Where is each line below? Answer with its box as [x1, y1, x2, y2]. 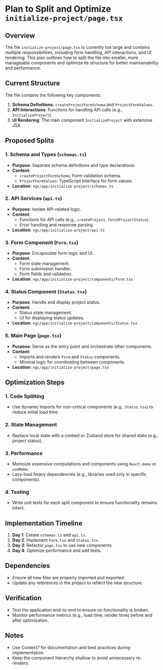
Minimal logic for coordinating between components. [19, 359, 126, 365]
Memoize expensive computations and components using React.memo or [12, 461, 157, 467]
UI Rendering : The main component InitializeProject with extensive [12, 117, 153, 123]
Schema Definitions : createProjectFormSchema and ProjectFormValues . [12, 102, 154, 107]
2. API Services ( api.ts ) [5, 195, 62, 202]
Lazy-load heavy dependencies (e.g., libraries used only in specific [12, 471, 147, 477]
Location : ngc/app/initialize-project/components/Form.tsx [12, 276, 133, 282]
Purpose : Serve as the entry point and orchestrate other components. [12, 343, 152, 349]
